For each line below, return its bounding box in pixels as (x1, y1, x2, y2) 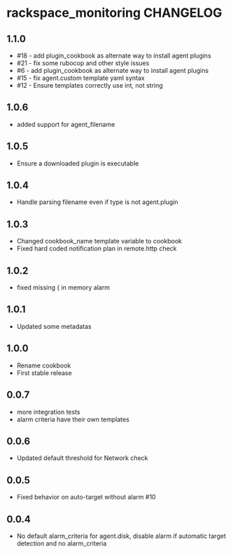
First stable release (16, 368, 72, 377)
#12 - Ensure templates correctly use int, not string (16, 81, 164, 89)
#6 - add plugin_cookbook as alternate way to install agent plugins (16, 67, 209, 74)
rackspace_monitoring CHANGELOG (6, 5, 223, 21)
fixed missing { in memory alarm (16, 283, 110, 292)
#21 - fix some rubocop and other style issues (16, 59, 150, 67)
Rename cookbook (16, 361, 71, 370)
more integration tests (16, 407, 80, 416)
